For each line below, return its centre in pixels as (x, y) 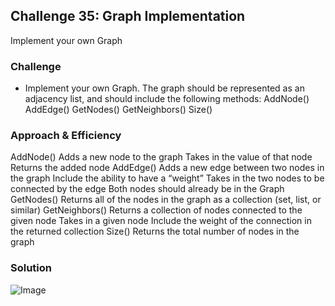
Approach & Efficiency (66, 136)
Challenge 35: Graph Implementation (128, 16)
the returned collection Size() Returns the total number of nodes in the (155, 231)
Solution (31, 268)
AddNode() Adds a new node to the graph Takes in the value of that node (161, 157)
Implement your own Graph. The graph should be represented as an (164, 88)
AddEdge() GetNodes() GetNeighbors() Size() (118, 110)
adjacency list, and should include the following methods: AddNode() (167, 99)
